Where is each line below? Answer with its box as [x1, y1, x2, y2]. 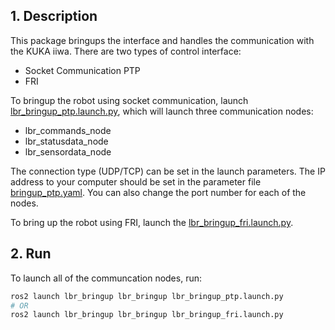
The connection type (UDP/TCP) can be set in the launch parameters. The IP [10, 165, 326, 177]
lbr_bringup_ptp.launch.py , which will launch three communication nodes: [10, 105, 314, 117]
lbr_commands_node [24, 124, 112, 136]
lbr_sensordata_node [24, 145, 112, 158]
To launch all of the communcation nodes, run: [10, 272, 202, 284]
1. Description [10, 8, 98, 25]
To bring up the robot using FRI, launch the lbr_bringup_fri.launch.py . [10, 216, 294, 228]
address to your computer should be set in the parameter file [10, 175, 262, 188]
